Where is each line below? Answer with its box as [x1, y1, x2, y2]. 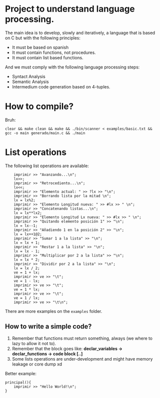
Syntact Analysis [12, 73, 46, 79]
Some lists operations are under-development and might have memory [12, 356, 153, 362]
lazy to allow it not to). [12, 340, 57, 346]
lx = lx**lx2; [14, 210, 42, 215]
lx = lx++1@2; [14, 232, 42, 237]
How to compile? [5, 101, 74, 112]
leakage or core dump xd [12, 361, 62, 367]
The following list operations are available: [5, 163, 89, 169]
